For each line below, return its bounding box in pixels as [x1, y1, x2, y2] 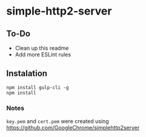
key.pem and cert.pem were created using [6, 118, 109, 125]
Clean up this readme [15, 44, 69, 52]
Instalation [6, 68, 47, 79]
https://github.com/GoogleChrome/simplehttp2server [6, 124, 140, 132]
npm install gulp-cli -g [6, 84, 69, 90]
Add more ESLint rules [15, 51, 71, 58]
